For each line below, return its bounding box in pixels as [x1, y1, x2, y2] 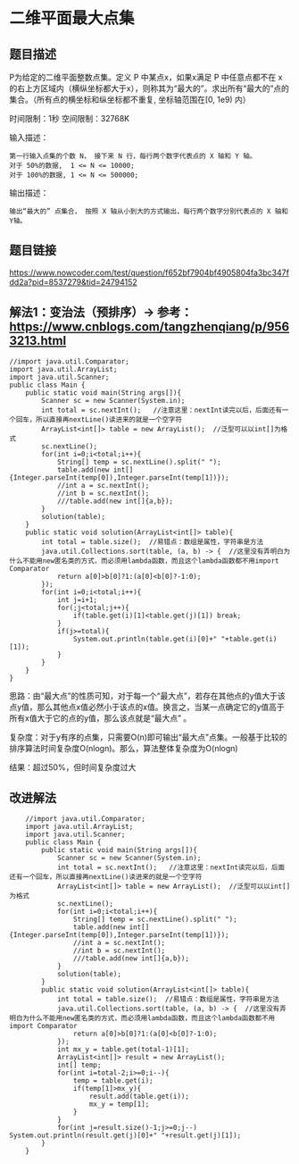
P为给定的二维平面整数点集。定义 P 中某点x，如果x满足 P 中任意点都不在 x [9, 72, 283, 82]
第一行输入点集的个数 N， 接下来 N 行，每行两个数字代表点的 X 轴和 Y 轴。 [9, 152, 257, 161]
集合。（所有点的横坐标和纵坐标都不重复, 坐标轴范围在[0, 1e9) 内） [9, 95, 252, 105]
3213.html [9, 333, 67, 348]
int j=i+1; [56, 595, 98, 604]
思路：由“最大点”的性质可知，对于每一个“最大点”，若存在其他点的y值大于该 [9, 690, 286, 701]
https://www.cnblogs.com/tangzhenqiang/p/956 [9, 319, 290, 335]
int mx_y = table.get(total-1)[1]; [56, 1045, 190, 1054]
